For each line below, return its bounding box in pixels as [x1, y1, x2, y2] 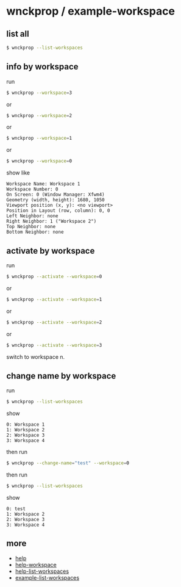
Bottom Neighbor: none [6, 229, 64, 236]
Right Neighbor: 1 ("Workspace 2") [6, 218, 97, 225]
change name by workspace [6, 370, 116, 381]
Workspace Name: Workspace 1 [6, 181, 80, 187]
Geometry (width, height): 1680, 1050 [6, 197, 105, 203]
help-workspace [15, 561, 57, 568]
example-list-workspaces [15, 574, 80, 581]
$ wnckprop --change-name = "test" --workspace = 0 [6, 460, 130, 466]
